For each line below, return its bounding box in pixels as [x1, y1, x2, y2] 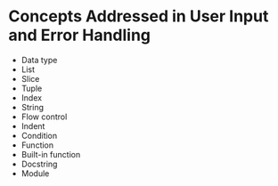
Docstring [20, 158, 58, 169]
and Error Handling [8, 25, 151, 45]
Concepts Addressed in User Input [8, 6, 269, 27]
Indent [20, 120, 45, 131]
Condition [20, 130, 58, 141]
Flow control [20, 111, 68, 122]
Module [20, 167, 50, 179]
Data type [20, 54, 58, 65]
